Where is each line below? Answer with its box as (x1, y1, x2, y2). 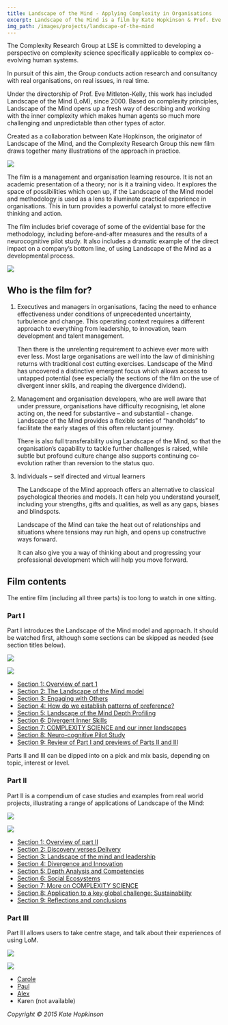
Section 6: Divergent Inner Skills (16, 717, 107, 725)
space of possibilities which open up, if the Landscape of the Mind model (7, 188, 214, 196)
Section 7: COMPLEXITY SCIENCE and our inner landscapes (16, 724, 186, 732)
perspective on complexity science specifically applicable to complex (7, 49, 203, 57)
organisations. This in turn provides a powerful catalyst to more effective (7, 202, 212, 210)
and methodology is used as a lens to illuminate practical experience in (7, 195, 207, 203)
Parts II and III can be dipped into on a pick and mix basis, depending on (7, 752, 210, 760)
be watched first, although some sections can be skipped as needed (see (7, 634, 214, 642)
